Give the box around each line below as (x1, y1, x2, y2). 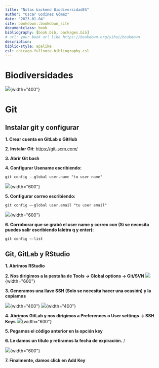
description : (5, 39, 32, 44)
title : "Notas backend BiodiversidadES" (5, 7, 90, 12)
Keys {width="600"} (5, 319, 52, 325)
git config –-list (5, 236, 43, 241)
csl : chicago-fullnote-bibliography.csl (5, 48, 90, 53)
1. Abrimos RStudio (5, 263, 45, 269)
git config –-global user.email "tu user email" (5, 203, 107, 208)
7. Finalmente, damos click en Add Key (5, 358, 85, 364)
